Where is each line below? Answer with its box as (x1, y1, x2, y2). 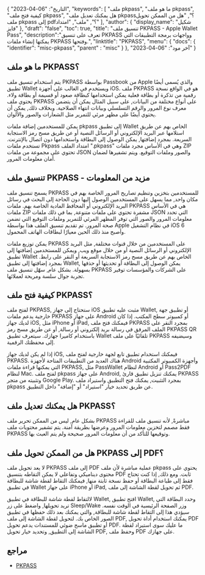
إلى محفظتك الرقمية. (7, 339, 56, 346)
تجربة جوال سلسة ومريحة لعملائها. (7, 272, 85, 280)
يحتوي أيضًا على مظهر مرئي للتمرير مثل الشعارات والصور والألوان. (7, 110, 157, 118)
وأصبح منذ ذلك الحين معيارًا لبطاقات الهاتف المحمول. (7, 228, 126, 235)
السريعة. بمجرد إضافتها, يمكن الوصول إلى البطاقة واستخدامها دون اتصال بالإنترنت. (7, 135, 192, 143)
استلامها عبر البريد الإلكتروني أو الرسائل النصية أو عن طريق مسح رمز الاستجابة (7, 128, 185, 136)
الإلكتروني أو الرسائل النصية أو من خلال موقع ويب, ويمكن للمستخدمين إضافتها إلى (7, 246, 192, 253)
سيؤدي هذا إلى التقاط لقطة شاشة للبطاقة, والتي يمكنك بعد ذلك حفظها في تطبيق (7, 508, 190, 516)
